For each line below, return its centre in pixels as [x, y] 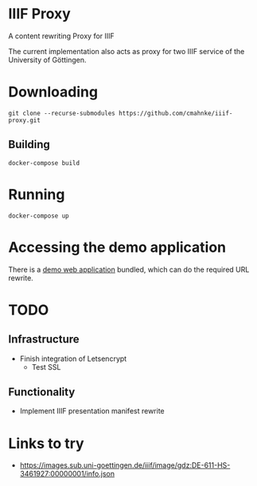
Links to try [47, 443]
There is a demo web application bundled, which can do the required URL [129, 269]
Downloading [53, 92]
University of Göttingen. [47, 60]
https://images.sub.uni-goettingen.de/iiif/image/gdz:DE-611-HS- [125, 465]
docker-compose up [39, 216]
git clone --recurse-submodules [62, 113]
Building [29, 145]
